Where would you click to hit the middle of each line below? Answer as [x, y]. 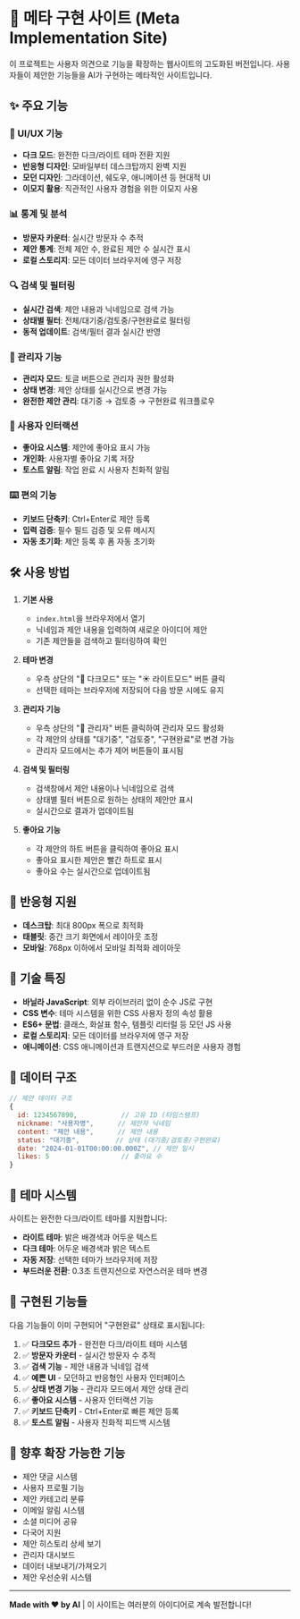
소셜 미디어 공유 [50, 1521]
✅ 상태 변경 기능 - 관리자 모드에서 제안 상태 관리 [105, 1388]
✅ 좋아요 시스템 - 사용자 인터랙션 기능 [88, 1400]
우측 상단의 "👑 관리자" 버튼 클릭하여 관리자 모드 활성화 [130, 728]
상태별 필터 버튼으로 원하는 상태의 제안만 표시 [114, 799]
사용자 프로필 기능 [53, 1488]
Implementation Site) [88, 38]
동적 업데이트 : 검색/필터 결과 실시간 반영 [91, 332]
